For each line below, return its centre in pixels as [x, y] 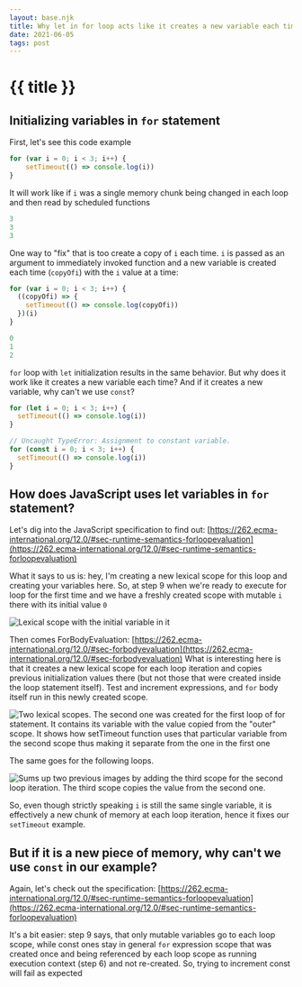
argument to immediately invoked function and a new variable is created [143, 262]
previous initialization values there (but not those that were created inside [145, 678]
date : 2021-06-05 [42, 34]
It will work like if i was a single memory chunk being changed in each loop [149, 192]
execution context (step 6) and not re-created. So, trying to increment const [150, 964]
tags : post [30, 43]
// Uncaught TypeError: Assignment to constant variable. [120, 441]
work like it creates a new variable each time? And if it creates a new [136, 382]
